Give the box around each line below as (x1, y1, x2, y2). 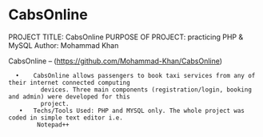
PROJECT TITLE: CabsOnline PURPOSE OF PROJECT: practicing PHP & (8, 32, 244, 42)
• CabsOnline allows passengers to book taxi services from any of (15, 71, 256, 79)
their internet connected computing (8, 79, 130, 87)
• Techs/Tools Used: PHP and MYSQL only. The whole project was (18, 107, 245, 115)
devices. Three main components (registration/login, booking (40, 86, 252, 94)
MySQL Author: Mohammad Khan (8, 40, 119, 50)
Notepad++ (37, 120, 70, 129)
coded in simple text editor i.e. (8, 114, 124, 122)
